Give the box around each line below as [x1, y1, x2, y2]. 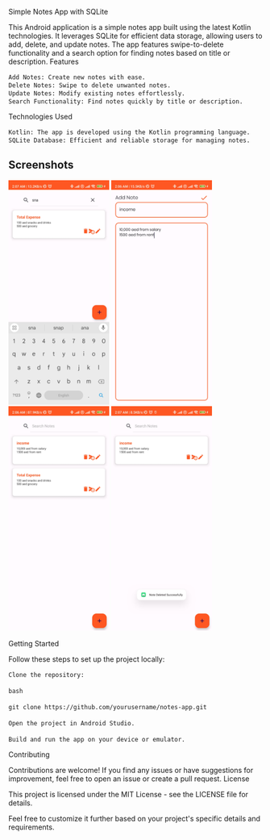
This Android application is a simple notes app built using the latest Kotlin [8, 23, 251, 31]
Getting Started [8, 639, 60, 649]
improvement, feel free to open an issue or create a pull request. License [8, 774, 250, 784]
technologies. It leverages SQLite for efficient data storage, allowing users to [8, 31, 263, 40]
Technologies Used [8, 112, 73, 121]
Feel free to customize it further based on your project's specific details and [8, 814, 260, 824]
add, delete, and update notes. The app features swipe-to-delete [8, 40, 224, 49]
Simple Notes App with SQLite [8, 7, 109, 16]
